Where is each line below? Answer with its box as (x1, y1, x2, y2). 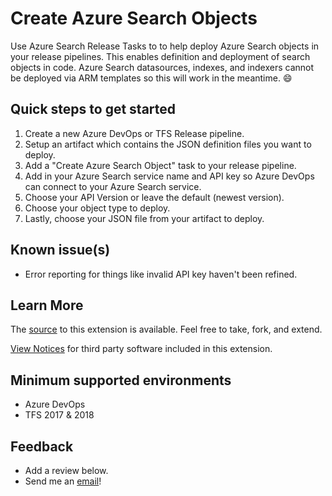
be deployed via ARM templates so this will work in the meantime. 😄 (10, 72, 293, 84)
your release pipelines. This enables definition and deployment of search (10, 50, 311, 62)
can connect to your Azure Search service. (24, 180, 202, 192)
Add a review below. (24, 465, 109, 476)
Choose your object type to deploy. (24, 202, 171, 214)
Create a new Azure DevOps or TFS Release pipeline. (24, 127, 245, 139)
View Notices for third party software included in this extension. (10, 343, 273, 355)
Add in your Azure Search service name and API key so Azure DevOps (24, 170, 315, 182)
